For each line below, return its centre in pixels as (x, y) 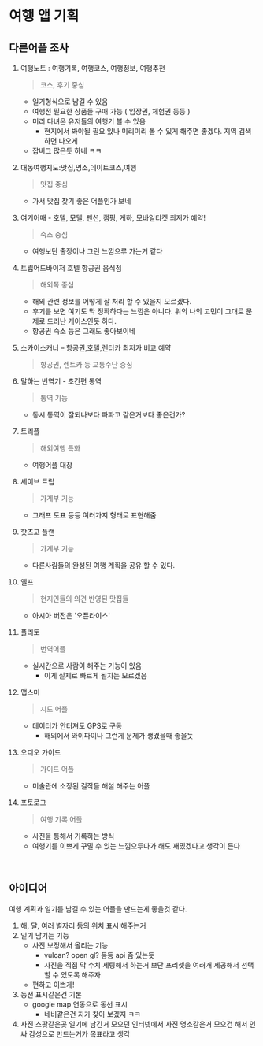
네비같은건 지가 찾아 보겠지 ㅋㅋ (92, 1014)
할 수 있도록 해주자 (72, 974)
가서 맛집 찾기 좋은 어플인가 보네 (81, 201)
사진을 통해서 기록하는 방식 (73, 836)
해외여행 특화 (60, 448)
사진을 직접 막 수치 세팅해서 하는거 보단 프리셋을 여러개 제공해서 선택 (149, 965)
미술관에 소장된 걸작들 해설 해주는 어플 (91, 786)
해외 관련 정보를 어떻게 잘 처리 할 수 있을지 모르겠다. (112, 301)
